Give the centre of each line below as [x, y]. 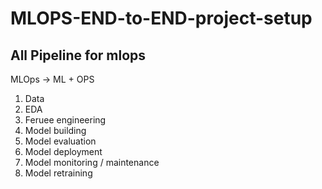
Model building [55, 130]
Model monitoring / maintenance [92, 162]
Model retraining [58, 173]
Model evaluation [60, 141]
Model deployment [63, 151]
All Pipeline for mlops [78, 55]
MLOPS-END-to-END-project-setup [161, 18]
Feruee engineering [65, 120]
